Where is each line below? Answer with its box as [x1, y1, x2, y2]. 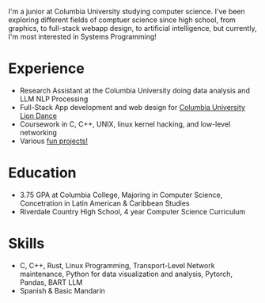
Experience [8, 59, 85, 78]
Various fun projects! [19, 136, 89, 146]
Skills [8, 235, 45, 252]
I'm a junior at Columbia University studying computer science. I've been [8, 7, 245, 16]
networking [19, 127, 58, 137]
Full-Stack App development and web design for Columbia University [19, 102, 245, 112]
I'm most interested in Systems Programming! [8, 32, 157, 41]
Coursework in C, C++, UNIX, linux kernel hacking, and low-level [19, 119, 231, 129]
